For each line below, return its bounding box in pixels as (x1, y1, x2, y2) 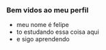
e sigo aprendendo (16, 35, 70, 43)
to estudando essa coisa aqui (16, 28, 100, 36)
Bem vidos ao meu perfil (6, 5, 89, 15)
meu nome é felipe (16, 21, 70, 29)
